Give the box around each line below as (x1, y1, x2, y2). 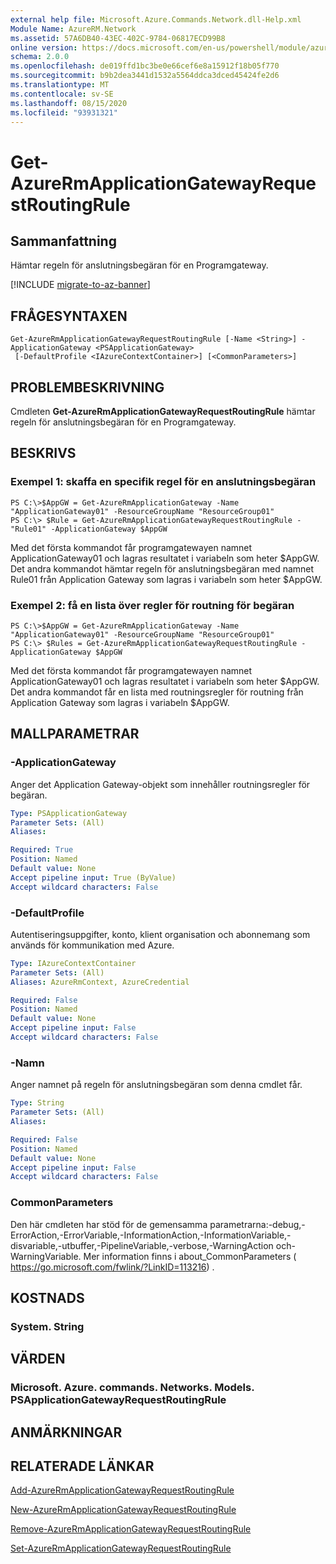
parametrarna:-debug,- (209, 1218, 306, 1230)
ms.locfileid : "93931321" (10, 107, 118, 118)
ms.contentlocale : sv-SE (10, 89, 114, 99)
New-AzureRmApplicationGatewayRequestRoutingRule (10, 1504, 237, 1516)
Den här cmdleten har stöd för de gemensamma (10, 1218, 208, 1230)
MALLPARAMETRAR (10, 726, 140, 743)
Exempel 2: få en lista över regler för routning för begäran (10, 598, 295, 612)
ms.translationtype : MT (10, 80, 110, 90)
